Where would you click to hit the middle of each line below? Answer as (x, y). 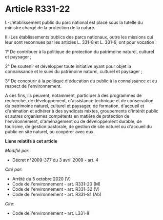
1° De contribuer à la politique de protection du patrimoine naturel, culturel (80, 52)
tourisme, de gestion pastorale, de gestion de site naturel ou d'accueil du (79, 126)
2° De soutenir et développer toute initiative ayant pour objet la (68, 66)
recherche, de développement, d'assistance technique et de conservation (79, 100)
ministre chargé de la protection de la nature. (50, 27)
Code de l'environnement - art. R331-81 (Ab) (57, 194)
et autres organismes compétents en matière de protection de (67, 116)
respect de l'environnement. (33, 86)
